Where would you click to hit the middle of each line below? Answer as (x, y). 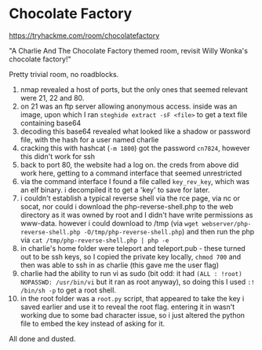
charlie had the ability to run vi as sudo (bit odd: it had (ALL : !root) (131, 273)
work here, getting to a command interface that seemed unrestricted (131, 173)
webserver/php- (227, 224)
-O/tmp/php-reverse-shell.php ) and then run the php (169, 231)
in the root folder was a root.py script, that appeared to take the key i (132, 298)
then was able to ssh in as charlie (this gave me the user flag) (119, 265)
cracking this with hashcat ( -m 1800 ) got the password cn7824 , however (135, 148)
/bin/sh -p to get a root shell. (68, 290)
